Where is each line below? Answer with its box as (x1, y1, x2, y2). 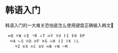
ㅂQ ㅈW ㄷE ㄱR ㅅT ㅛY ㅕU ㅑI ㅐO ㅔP (7, 33, 85, 38)
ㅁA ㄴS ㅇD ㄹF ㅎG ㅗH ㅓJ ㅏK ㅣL (10, 38, 79, 43)
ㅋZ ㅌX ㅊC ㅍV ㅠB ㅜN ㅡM (14, 44, 68, 49)
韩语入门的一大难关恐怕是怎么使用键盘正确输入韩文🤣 (5, 22, 114, 28)
